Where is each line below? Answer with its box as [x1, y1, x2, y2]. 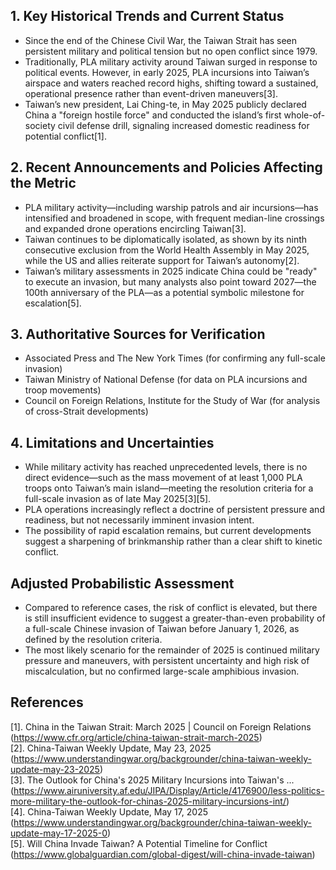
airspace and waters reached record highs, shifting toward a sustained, [24, 77, 319, 89]
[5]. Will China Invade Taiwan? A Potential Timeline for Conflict [10, 837, 268, 849]
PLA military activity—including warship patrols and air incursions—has [24, 201, 319, 213]
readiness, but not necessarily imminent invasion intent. [24, 514, 255, 526]
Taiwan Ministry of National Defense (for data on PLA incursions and [24, 374, 308, 386]
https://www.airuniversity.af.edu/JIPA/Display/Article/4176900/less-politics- [13, 784, 325, 796]
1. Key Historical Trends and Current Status [10, 8, 285, 25]
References [10, 694, 84, 711]
